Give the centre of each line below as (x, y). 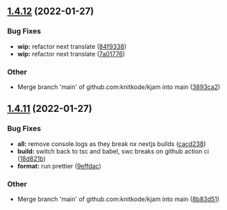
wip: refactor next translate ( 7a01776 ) (71, 54)
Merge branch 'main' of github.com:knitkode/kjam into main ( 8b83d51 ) (118, 199)
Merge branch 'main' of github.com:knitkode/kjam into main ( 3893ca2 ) (119, 87)
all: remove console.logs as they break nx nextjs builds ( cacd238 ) (111, 144)
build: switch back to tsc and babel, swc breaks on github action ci (113, 151)
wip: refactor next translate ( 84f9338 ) (72, 46)
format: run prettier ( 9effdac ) (59, 165)
